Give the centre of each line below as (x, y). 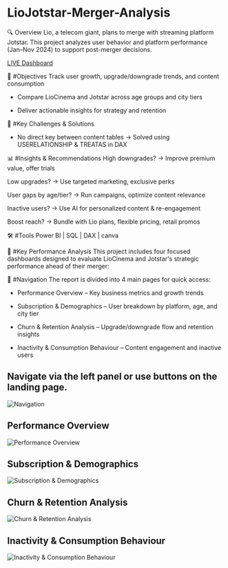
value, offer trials (31, 168)
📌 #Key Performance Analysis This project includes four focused (99, 251)
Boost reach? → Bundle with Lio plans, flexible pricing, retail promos (104, 222)
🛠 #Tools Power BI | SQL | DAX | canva (63, 235)
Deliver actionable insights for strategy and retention (92, 110)
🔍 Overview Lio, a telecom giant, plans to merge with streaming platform (111, 32)
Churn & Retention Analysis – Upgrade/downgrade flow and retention (115, 326)
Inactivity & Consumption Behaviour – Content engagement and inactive (119, 347)
